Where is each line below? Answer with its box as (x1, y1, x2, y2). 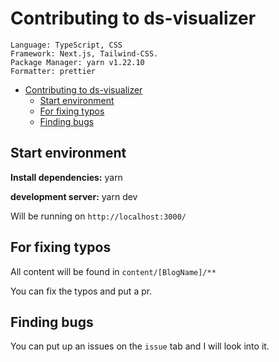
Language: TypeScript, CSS (10, 40, 123, 50)
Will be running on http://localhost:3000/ (10, 210, 187, 222)
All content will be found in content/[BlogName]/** (10, 265, 217, 277)
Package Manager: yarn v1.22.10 (10, 57, 145, 67)
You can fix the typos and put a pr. (10, 285, 153, 297)
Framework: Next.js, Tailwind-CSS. (10, 48, 159, 59)
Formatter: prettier (10, 66, 97, 76)
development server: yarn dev (10, 190, 138, 202)
